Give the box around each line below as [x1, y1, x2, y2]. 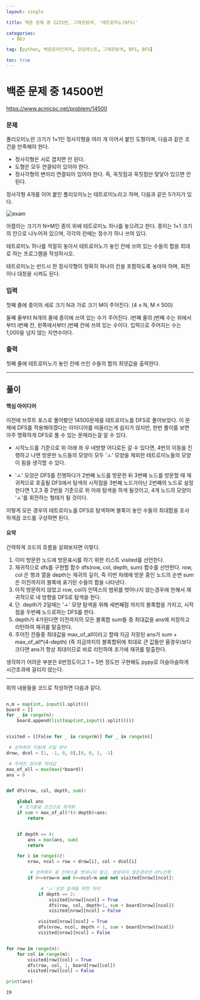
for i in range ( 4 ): [17, 853, 65, 859]
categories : [6, 30, 36, 36]
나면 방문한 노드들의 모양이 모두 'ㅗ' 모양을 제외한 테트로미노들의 [30, 451, 180, 459]
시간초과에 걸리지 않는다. [6, 665, 64, 673]
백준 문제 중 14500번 [6, 85, 104, 98]
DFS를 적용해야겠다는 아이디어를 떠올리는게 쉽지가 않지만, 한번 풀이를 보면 [17, 424, 189, 431]
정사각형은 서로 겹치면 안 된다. [14, 156, 85, 163]
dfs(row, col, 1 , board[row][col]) [27, 962, 116, 968]
